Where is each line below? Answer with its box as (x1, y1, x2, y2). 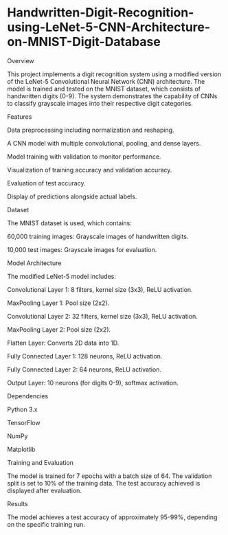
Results (7, 499, 29, 508)
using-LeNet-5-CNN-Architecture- (7, 19, 211, 35)
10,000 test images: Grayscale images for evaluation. (7, 245, 157, 253)
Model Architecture (7, 259, 62, 267)
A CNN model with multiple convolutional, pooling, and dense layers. (7, 139, 201, 147)
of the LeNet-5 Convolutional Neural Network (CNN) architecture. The (7, 77, 205, 85)
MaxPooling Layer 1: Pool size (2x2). (7, 299, 110, 307)
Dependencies (7, 391, 49, 400)
